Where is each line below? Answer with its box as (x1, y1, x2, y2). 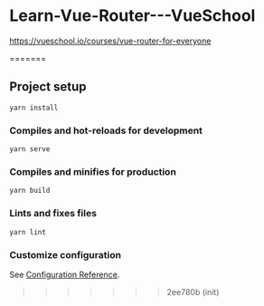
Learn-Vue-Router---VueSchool (9, 5, 256, 26)
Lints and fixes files (9, 207, 98, 220)
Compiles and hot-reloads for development (9, 124, 203, 137)
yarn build (9, 186, 51, 196)
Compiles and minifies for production (9, 165, 176, 177)
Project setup (9, 79, 88, 95)
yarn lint (9, 227, 47, 236)
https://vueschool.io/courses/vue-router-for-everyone (9, 35, 212, 46)
